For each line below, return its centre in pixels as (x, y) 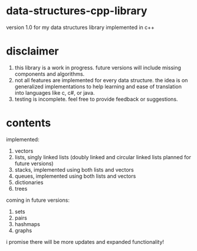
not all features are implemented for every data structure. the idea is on (101, 80)
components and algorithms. (50, 74)
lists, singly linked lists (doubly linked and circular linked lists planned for (103, 157)
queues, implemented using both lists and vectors (75, 176)
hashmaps (27, 224)
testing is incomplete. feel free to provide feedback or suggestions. (96, 99)
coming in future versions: (38, 200)
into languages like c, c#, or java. (55, 92)
